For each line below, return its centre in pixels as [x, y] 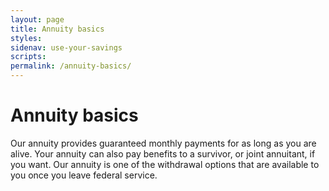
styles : [26, 38]
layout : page [37, 19]
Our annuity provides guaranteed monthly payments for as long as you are [163, 143]
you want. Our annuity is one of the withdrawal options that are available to [165, 164]
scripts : [28, 57]
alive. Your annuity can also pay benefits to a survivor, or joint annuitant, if [163, 153]
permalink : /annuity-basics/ [71, 66]
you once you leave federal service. [84, 175]
